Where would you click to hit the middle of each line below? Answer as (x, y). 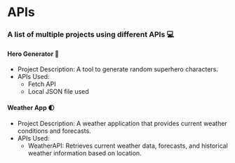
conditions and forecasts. (54, 131)
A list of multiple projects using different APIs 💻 (91, 34)
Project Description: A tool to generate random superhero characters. (118, 69)
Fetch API (42, 84)
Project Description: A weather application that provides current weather (122, 123)
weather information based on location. (85, 153)
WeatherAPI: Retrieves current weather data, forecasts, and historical (128, 146)
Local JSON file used (58, 92)
